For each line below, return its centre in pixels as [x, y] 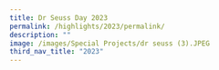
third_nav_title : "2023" [57, 52]
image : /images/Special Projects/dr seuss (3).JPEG [109, 43]
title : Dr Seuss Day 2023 [58, 18]
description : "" [40, 35]
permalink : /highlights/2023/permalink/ [88, 26]
